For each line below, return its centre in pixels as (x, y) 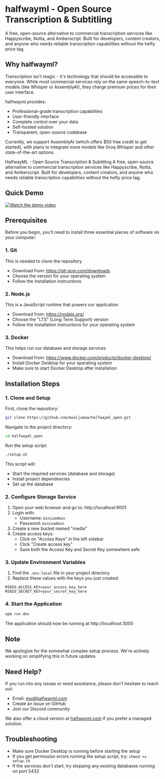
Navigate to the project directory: (39, 427)
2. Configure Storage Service (41, 497)
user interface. (20, 92)
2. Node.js (18, 294)
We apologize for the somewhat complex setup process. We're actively (77, 651)
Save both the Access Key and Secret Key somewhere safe (80, 549)
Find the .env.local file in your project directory (61, 573)
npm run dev (17, 614)
